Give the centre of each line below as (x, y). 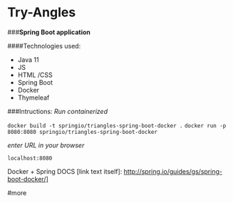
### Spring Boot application (49, 32)
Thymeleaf (33, 98)
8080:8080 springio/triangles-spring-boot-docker (83, 132)
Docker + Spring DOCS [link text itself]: (65, 171)
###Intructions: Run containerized (58, 111)
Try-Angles (42, 12)
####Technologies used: (44, 46)
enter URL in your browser (46, 145)
